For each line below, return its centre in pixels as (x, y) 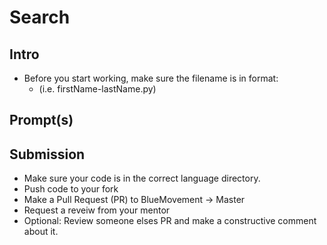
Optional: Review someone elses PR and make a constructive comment (170, 221)
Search (40, 17)
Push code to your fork (71, 189)
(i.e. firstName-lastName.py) (97, 89)
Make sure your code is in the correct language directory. (142, 178)
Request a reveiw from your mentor (97, 210)
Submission (47, 154)
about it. (41, 232)
